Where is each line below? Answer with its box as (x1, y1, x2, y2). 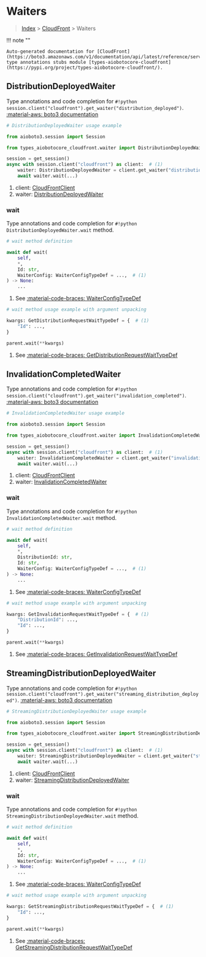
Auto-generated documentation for (6, 48, 95, 55)
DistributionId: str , (17, 554, 72, 560)
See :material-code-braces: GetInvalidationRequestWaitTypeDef (15, 650, 178, 658)
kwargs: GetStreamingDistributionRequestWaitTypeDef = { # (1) (6, 904, 174, 910)
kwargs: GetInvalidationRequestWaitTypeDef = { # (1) (6, 611, 150, 617)
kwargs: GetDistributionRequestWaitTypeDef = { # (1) (6, 318, 150, 324)
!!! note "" (6, 36, 31, 44)
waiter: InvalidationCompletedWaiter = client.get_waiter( (17, 455, 172, 461)
